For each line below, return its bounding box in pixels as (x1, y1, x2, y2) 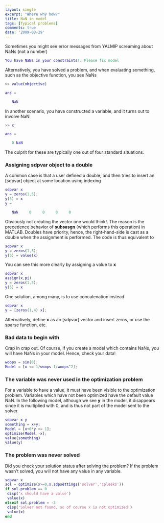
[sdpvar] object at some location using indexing (5, 178, 101, 184)
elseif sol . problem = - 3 (5, 500, 56, 505)
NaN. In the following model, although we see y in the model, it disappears (5, 398, 155, 404)
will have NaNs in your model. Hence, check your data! (5, 350, 116, 356)
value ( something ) (5, 435, 41, 441)
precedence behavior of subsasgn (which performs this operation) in (5, 224, 145, 230)
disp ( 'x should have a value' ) (7, 491, 71, 496)
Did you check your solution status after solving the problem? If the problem (5, 463, 159, 469)
